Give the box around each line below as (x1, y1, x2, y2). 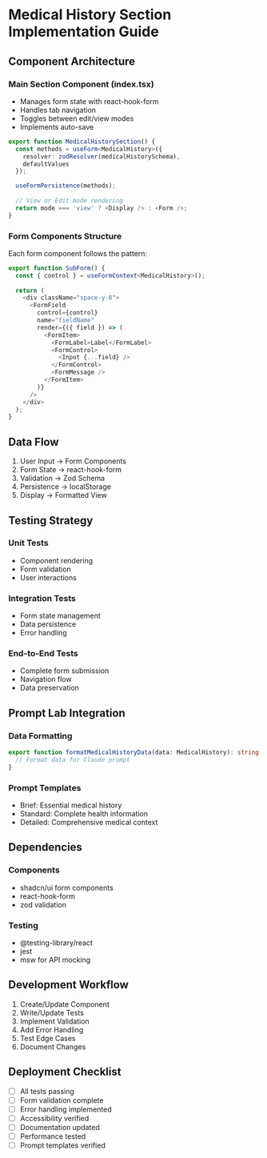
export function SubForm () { (8, 264, 106, 272)
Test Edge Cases (19, 1033, 76, 1043)
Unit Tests (8, 538, 50, 549)
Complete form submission (19, 666, 110, 675)
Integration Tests (8, 592, 76, 603)
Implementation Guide (8, 22, 160, 41)
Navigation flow (19, 675, 72, 684)
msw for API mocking (19, 955, 91, 964)
